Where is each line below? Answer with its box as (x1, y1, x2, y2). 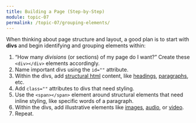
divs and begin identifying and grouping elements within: (6, 42, 146, 49)
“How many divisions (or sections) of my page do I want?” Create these (14, 54, 190, 61)
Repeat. (14, 110, 34, 117)
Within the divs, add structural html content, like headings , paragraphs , (14, 72, 189, 80)
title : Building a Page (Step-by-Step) (6, 8, 105, 15)
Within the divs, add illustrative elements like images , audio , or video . (14, 104, 184, 111)
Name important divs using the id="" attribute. (14, 66, 129, 73)
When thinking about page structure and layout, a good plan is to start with (6, 36, 189, 43)
